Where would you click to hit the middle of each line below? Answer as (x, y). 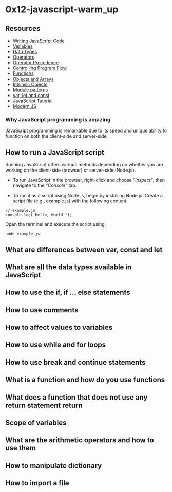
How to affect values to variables (59, 327)
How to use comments (42, 310)
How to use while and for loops (56, 345)
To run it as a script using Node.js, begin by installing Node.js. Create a (88, 196)
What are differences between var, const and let (84, 249)
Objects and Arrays (33, 79)
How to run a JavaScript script (55, 152)
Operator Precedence (36, 62)
